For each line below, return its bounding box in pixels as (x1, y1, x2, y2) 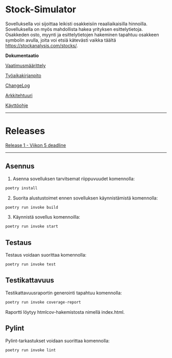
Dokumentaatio (5, 52, 39, 59)
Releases (5, 125, 45, 137)
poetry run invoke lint (5, 347, 56, 353)
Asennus (5, 162, 35, 171)
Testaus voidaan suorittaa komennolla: (5, 252, 87, 258)
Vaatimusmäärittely (5, 62, 46, 68)
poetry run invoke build (5, 205, 58, 210)
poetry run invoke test (5, 262, 56, 267)
